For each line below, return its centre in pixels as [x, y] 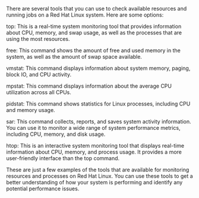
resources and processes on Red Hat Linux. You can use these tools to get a [99, 176]
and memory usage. [31, 110]
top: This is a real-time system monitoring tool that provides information [94, 26]
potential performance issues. [43, 189]
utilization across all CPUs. [39, 92]
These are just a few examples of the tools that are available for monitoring [98, 170]
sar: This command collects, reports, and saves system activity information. [99, 122]
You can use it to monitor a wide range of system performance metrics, [94, 128]
